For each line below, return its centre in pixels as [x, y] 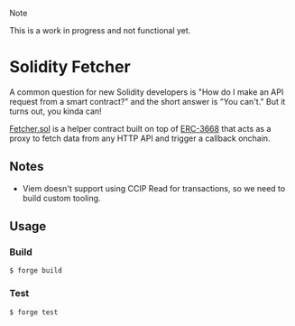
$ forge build [36, 271]
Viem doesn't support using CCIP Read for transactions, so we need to [154, 188]
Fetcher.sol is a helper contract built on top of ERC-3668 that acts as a [140, 128]
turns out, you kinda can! [55, 111]
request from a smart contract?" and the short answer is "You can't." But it [147, 101]
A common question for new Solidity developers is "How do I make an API [147, 92]
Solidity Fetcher [70, 67]
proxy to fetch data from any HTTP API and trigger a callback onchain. [140, 138]
